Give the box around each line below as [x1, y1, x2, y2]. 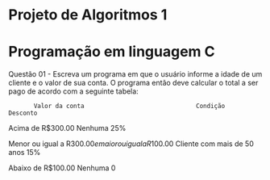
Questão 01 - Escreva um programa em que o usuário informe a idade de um [8, 69, 263, 79]
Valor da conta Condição [33, 103, 226, 111]
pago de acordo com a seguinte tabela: [8, 86, 139, 96]
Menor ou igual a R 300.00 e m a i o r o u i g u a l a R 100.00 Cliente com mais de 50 [8, 139, 254, 149]
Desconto [8, 109, 38, 118]
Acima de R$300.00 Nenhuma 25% [8, 123, 127, 133]
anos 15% [8, 148, 41, 157]
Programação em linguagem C [8, 43, 215, 61]
